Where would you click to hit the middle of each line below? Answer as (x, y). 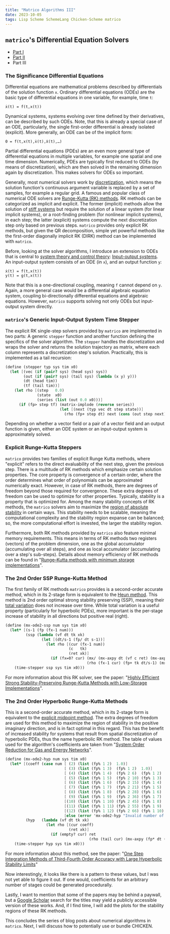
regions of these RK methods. (36, 911)
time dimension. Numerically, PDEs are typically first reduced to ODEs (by (82, 162)
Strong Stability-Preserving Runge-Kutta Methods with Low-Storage (76, 683)
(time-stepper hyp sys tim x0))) (50, 844)
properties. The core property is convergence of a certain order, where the (83, 475)
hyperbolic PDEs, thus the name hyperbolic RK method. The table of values (84, 739)
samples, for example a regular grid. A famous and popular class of (75, 193)
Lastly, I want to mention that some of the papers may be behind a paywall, (83, 895)
